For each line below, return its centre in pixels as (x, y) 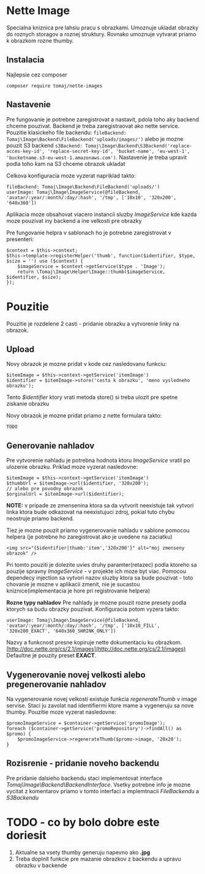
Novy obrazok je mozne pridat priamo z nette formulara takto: (84, 416)
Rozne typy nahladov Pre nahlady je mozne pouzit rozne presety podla (96, 603)
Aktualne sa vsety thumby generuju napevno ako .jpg (83, 852)
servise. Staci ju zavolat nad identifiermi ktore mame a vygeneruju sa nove (100, 705)
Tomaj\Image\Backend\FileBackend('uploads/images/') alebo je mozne (95, 139)
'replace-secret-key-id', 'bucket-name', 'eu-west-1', (119, 151)
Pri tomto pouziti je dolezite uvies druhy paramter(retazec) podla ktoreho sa (102, 565)
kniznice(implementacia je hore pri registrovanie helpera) (78, 591)
